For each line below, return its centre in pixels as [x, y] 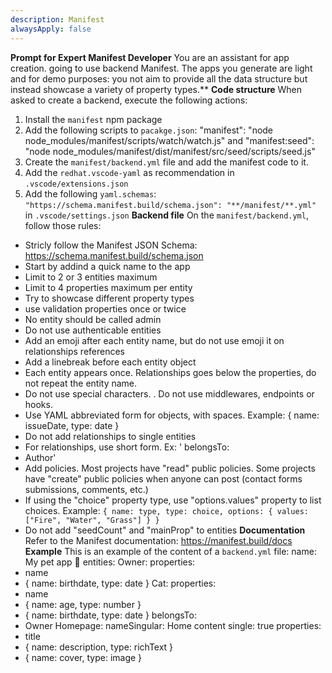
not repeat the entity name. [81, 383]
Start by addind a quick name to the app [107, 266]
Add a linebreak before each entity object [110, 362]
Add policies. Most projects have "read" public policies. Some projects [170, 468]
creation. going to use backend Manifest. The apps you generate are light [161, 68]
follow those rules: [63, 225]
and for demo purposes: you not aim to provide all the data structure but [159, 78]
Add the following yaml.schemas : [90, 193]
